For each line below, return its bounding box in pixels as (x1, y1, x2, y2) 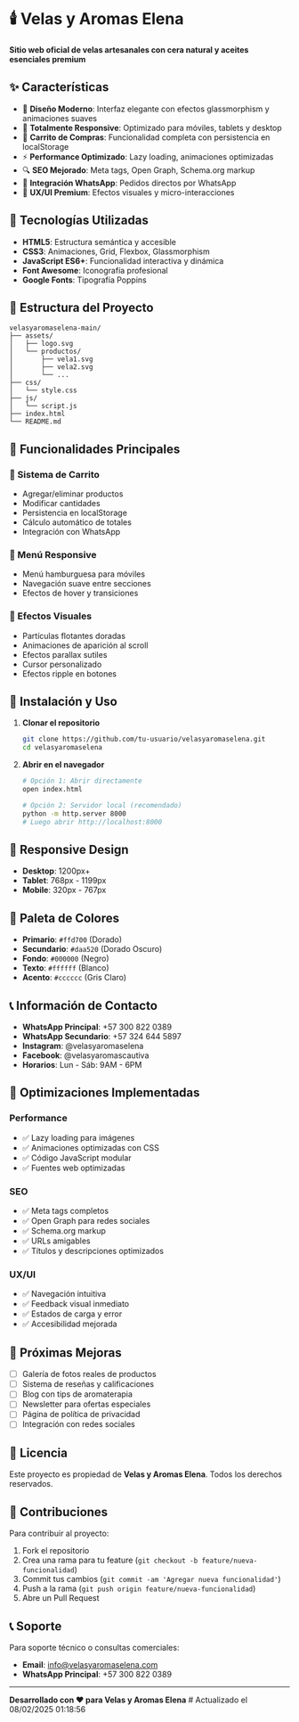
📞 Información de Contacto (9, 997, 158, 1013)
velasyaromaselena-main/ (9, 324, 101, 332)
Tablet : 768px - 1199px (21, 875, 107, 886)
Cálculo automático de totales (21, 517, 132, 528)
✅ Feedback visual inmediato (21, 1299, 130, 1309)
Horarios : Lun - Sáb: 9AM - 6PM (21, 1060, 142, 1070)
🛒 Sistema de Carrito (9, 468, 101, 480)
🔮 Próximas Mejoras (9, 1345, 122, 1360)
